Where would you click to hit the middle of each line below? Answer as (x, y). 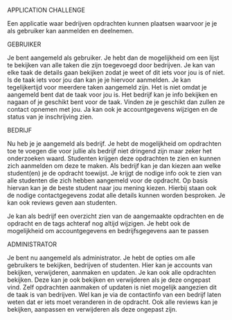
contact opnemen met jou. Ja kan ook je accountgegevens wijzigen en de (113, 109)
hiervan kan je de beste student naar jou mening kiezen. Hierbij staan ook (112, 188)
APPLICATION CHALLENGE (46, 10)
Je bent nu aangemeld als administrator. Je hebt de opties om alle (101, 258)
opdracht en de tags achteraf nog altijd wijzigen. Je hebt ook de (99, 224)
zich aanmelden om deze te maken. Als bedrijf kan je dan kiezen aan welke (114, 166)
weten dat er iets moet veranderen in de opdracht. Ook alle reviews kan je (113, 302)
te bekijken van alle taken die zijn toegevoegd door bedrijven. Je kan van (111, 65)
